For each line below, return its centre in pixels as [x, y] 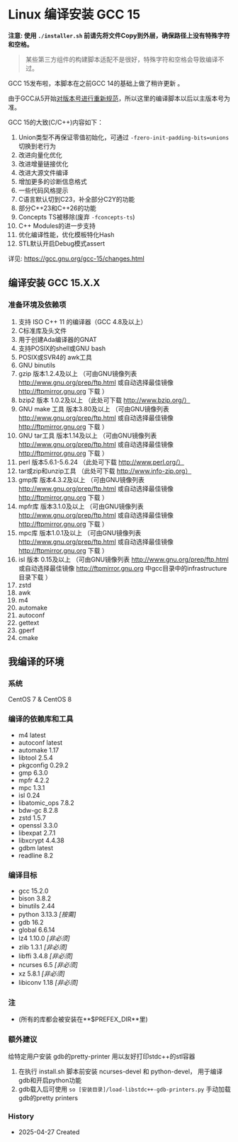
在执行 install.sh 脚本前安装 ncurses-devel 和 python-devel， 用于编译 [120, 1071]
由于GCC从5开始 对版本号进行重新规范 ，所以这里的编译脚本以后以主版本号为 [119, 98]
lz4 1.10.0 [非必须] [44, 938]
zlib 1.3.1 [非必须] [43, 947]
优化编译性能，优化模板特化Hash [66, 234]
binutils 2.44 [36, 906]
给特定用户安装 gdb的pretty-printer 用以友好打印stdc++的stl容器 [102, 1056]
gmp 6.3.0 [33, 772]
